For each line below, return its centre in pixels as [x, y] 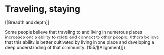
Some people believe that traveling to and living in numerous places [74, 32]
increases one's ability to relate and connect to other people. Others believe [82, 37]
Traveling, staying [43, 9]
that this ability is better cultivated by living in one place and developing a [80, 42]
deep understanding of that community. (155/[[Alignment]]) [65, 47]
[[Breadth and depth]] [27, 22]
